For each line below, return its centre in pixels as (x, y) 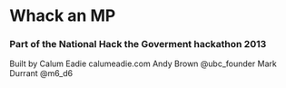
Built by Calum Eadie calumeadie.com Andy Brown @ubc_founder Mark (143, 64)
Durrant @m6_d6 (41, 73)
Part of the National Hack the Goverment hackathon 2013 (138, 44)
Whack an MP (63, 16)
